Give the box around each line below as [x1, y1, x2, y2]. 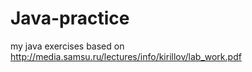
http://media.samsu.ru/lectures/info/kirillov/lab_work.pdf [10, 50, 242, 62]
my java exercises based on [10, 40, 125, 52]
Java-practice [10, 7, 130, 30]
